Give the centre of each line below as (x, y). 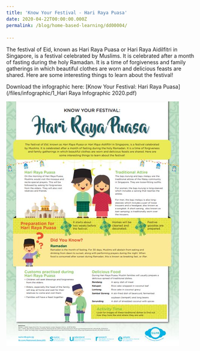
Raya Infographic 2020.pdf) (103, 93)
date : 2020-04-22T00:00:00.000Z (47, 19)
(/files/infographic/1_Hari (37, 93)
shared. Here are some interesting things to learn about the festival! (90, 75)
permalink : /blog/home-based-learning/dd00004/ (67, 25)
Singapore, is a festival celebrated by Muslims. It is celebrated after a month (100, 56)
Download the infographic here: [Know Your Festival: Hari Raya (84, 87)
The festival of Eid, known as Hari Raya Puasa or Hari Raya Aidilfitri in (92, 50)
